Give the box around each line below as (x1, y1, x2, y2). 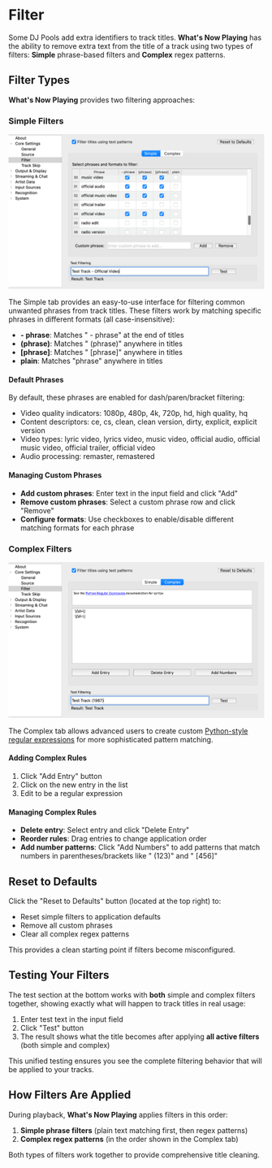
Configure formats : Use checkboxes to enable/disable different (19, 514, 234, 524)
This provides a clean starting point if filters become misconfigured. (8, 945, 235, 955)
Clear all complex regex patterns (19, 929, 130, 939)
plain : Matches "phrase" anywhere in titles (19, 356, 163, 366)
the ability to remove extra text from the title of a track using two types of (8, 41, 253, 50)
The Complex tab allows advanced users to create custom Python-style (8, 725, 248, 736)
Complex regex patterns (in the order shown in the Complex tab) (19, 1134, 239, 1144)
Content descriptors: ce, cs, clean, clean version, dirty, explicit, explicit (19, 417, 257, 427)
